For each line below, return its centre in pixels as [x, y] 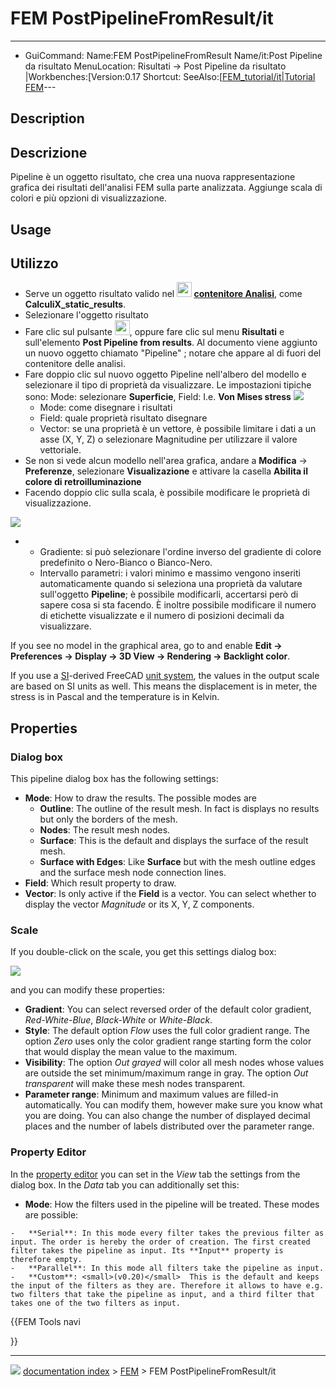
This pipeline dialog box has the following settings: [114, 779]
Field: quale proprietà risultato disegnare [123, 418]
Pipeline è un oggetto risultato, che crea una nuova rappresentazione [153, 177]
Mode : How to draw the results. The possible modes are [140, 798]
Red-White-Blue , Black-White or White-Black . [118, 1020]
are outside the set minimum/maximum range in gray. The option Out [166, 1073]
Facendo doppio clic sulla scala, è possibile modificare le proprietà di [167, 493]
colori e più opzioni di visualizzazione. [88, 198]
